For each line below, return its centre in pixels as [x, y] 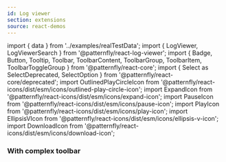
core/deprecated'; [33, 82]
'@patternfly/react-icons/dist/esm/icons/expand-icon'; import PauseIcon [111, 97]
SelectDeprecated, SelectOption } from [63, 75]
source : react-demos [37, 26]
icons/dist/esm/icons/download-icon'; [61, 133]
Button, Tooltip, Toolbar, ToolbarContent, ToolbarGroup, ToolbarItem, [104, 60]
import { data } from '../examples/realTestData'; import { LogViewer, [103, 46]
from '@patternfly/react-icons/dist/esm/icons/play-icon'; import [98, 111]
